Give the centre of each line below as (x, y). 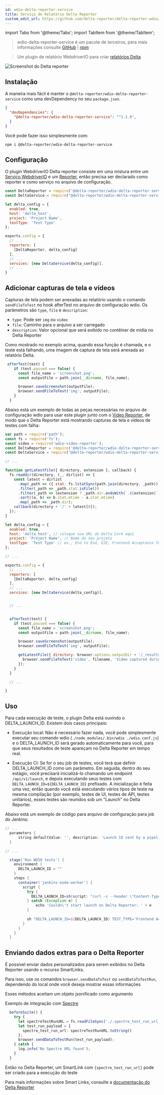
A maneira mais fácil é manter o (37, 94)
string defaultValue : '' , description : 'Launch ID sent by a (82, 837)
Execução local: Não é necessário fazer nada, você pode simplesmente (84, 733)
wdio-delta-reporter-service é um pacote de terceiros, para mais (82, 42)
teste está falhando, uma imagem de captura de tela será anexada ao (75, 350)
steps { (21, 878)
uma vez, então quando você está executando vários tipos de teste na (83, 789)
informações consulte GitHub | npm (53, 48)
